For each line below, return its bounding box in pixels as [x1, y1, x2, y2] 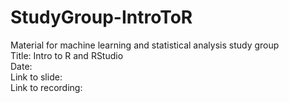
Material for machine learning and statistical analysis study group [10, 39, 280, 51]
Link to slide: [10, 71, 63, 83]
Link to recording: [10, 81, 83, 93]
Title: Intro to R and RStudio [10, 49, 124, 61]
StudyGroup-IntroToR [10, 6, 193, 29]
